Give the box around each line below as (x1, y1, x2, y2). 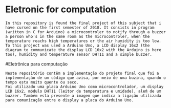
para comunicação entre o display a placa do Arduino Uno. (5, 97, 134, 103)
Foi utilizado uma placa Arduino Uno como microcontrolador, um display (5, 84, 164, 89)
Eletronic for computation (5, 4, 117, 15)
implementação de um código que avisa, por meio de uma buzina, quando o (5, 75, 166, 80)
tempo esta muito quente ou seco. (5, 79, 79, 85)
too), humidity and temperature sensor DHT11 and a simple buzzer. (5, 52, 153, 57)
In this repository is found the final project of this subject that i (5, 20, 161, 26)
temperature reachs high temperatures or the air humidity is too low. (5, 38, 161, 44)
